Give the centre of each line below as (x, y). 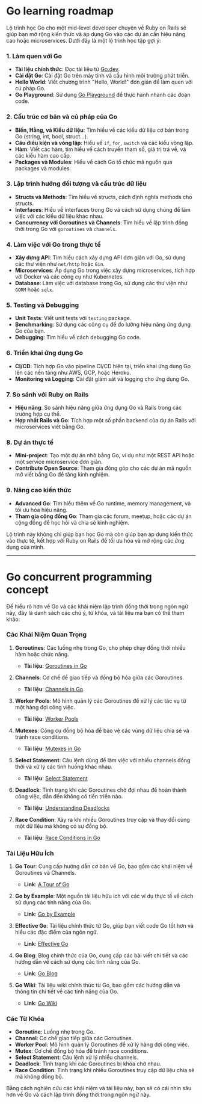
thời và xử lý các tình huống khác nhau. (64, 766)
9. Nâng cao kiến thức (39, 490)
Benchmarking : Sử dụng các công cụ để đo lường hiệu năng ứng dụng (103, 325)
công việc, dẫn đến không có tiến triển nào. (69, 796)
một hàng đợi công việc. (45, 707)
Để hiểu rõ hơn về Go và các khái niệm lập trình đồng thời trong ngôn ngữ (97, 606)
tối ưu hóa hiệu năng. (41, 510)
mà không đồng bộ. (39, 1077)
